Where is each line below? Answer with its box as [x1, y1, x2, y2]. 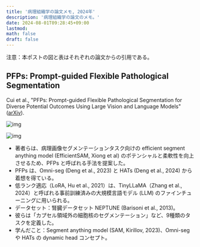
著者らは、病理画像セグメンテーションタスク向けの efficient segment [14, 144, 185, 152]
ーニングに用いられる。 [14, 196, 73, 203]
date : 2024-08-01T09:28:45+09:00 [6, 20, 90, 26]
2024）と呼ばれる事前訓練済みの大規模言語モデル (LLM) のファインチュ [14, 189, 192, 196]
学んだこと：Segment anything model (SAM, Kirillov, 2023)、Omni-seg [14, 226, 190, 233]
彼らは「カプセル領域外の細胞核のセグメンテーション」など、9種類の [14, 211, 186, 218]
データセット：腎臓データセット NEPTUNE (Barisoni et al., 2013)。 [14, 204, 179, 211]
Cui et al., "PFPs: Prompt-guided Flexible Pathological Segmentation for [6, 96, 182, 103]
